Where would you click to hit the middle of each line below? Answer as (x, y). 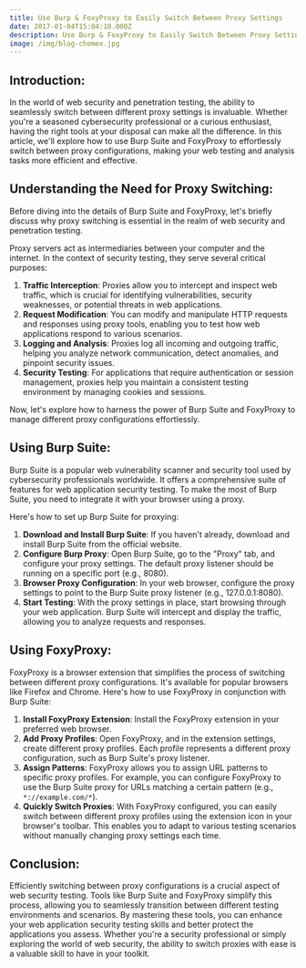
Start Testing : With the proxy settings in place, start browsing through (154, 602)
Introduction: (47, 80)
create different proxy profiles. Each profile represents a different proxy (157, 748)
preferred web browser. (67, 729)
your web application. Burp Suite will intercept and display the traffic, (152, 611)
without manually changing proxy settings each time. (122, 835)
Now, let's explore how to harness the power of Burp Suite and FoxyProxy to (153, 409)
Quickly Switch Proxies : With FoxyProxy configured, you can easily (150, 806)
